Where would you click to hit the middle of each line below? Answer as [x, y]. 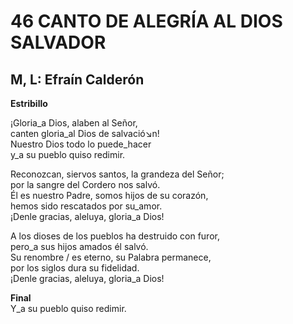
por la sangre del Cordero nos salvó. [85, 184]
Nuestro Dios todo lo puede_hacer [81, 144]
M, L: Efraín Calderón [77, 79]
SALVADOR [58, 42]
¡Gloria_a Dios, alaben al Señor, [74, 123]
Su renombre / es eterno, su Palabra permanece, [111, 257]
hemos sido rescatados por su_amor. [86, 206]
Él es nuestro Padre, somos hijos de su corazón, [109, 195]
